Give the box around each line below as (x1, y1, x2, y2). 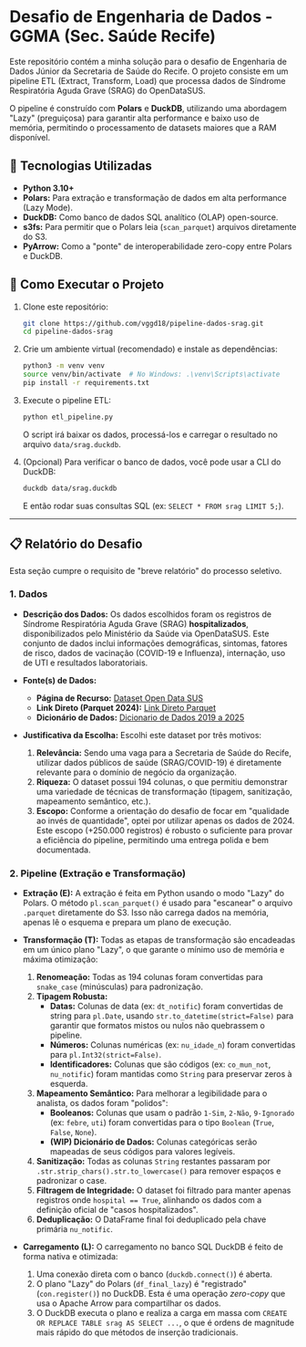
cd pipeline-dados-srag (22, 327, 114, 337)
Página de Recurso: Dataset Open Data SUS (36, 692, 203, 704)
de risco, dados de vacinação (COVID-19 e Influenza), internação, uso (22, 647, 286, 658)
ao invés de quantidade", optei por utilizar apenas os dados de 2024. (36, 815, 295, 826)
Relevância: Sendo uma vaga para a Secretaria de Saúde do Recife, (36, 747, 292, 758)
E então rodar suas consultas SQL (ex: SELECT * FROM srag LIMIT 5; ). (22, 500, 284, 511)
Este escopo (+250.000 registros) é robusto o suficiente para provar (36, 824, 293, 836)
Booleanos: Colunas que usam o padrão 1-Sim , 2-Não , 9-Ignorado (49, 1107, 295, 1119)
